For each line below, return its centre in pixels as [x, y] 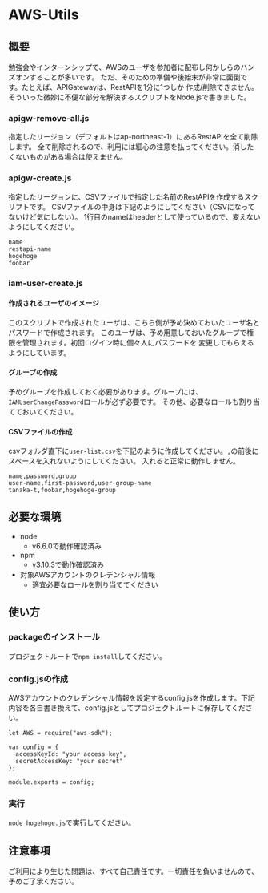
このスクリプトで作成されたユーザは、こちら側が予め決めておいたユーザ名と [134, 322]
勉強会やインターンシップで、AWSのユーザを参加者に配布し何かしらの [125, 67]
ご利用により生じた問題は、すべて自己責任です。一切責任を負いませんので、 [133, 871]
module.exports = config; [51, 782]
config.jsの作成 [38, 679]
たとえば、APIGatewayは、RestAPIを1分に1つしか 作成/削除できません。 [140, 87]
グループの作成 [33, 372]
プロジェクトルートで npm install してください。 [87, 656]
